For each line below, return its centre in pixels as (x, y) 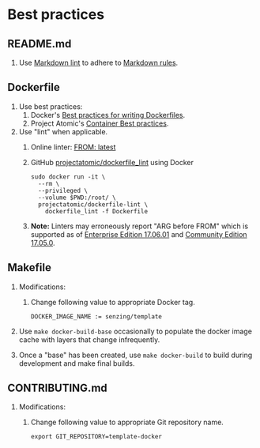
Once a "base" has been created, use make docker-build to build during (136, 355)
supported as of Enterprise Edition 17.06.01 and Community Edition (139, 234)
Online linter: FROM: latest (73, 147)
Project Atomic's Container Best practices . (100, 123)
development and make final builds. (77, 363)
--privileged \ (63, 190)
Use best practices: (51, 106)
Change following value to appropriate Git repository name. (127, 422)
